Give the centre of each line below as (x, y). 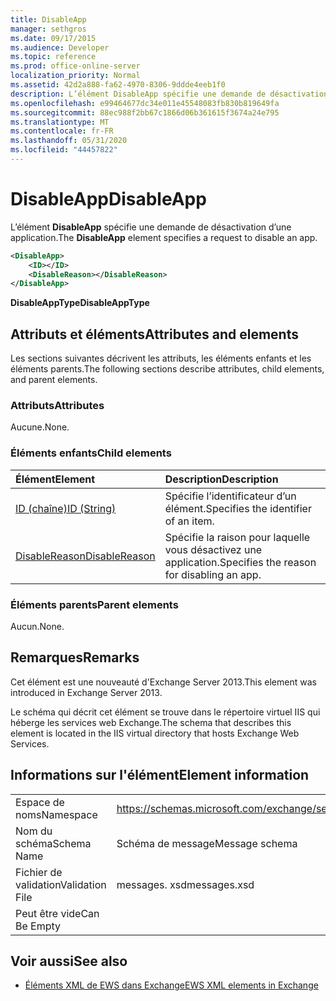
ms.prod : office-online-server (75, 66)
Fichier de (39, 872)
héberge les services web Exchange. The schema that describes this (151, 722)
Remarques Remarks (75, 657)
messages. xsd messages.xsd (185, 884)
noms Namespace (56, 814)
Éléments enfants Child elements (91, 453)
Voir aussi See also (69, 961)
